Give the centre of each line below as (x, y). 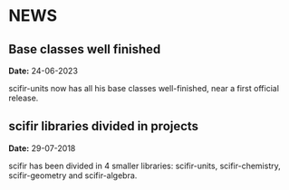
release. (24, 98)
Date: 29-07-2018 (42, 148)
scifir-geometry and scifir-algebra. (73, 175)
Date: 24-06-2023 (43, 71)
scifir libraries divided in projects (104, 126)
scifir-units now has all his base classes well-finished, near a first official (144, 88)
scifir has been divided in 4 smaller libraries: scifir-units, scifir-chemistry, (145, 166)
